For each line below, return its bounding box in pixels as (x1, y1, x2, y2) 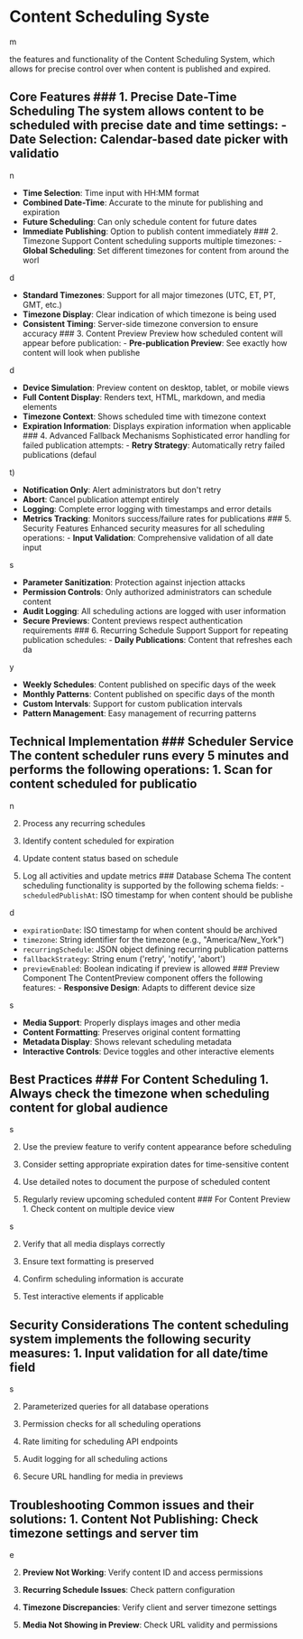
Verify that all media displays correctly (22, 1239, 165, 1250)
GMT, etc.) (22, 299, 63, 310)
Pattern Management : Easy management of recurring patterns (22, 707, 257, 719)
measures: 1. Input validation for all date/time (9, 1346, 269, 1361)
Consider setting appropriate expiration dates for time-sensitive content (22, 1159, 289, 1170)
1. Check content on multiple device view (22, 1204, 176, 1215)
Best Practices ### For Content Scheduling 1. (9, 1072, 269, 1087)
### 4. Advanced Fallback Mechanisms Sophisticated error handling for (22, 430, 290, 441)
